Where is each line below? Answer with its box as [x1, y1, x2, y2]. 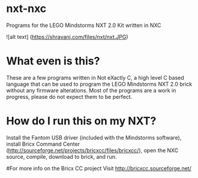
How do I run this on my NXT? [6, 114, 157, 128]
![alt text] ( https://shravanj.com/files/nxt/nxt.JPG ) [6, 33, 128, 40]
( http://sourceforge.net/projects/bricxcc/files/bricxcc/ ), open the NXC [6, 146, 179, 154]
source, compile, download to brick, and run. [6, 153, 117, 160]
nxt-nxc [6, 2, 47, 16]
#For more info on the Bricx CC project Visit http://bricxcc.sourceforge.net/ [6, 164, 192, 172]
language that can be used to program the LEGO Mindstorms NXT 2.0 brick [6, 80, 193, 88]
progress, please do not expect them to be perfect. [6, 93, 133, 100]
